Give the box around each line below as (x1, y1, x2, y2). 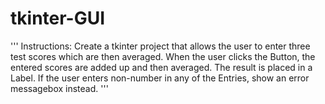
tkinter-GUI (10, 7, 106, 30)
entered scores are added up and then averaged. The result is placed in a (10, 61, 313, 73)
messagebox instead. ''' (10, 82, 109, 94)
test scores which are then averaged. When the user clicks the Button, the (10, 50, 316, 62)
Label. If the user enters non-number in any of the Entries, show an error (10, 72, 310, 84)
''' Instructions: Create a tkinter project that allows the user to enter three (10, 40, 311, 52)
